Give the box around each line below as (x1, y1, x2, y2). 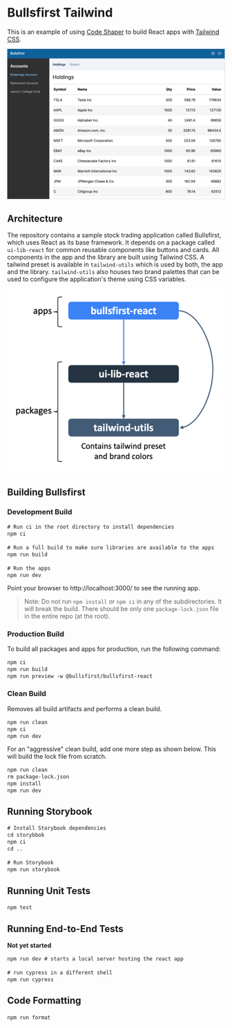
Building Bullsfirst (7, 486, 86, 498)
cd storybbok (7, 832, 45, 839)
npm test (7, 904, 32, 911)
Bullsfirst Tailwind (7, 5, 113, 21)
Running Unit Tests (7, 885, 91, 897)
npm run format (7, 1014, 51, 1021)
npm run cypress (7, 976, 54, 983)
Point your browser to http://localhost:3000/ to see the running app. (7, 584, 200, 592)
